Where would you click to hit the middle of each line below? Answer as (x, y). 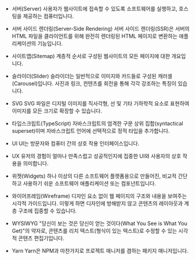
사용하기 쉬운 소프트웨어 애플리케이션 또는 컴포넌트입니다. (89, 183)
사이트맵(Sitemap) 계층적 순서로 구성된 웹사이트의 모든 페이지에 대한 (91, 56)
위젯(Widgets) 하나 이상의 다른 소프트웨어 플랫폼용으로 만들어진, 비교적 (94, 176)
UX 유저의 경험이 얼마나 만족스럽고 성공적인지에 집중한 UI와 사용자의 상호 (96, 156)
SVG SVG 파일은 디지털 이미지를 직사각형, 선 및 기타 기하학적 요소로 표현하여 (100, 103)
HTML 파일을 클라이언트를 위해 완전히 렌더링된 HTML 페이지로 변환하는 (95, 36)
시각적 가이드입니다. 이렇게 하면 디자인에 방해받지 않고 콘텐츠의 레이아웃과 (97, 203)
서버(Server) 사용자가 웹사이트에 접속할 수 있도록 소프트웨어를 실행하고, (95, 9)
